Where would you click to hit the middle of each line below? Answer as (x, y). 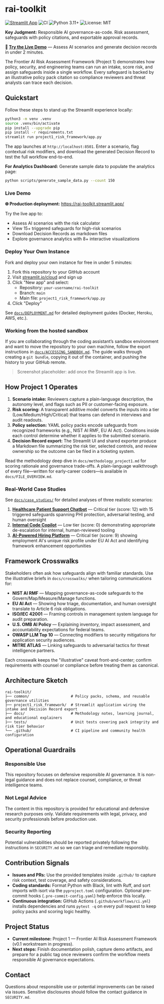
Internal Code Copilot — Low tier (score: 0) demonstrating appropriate (84, 525)
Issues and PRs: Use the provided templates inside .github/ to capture (84, 875)
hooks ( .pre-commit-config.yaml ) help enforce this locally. (87, 895)
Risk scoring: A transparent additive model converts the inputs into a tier (86, 409)
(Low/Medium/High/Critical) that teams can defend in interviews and (81, 415)
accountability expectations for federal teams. (59, 629)
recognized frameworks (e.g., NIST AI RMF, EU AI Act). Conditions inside (85, 430)
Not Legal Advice (26, 798)
